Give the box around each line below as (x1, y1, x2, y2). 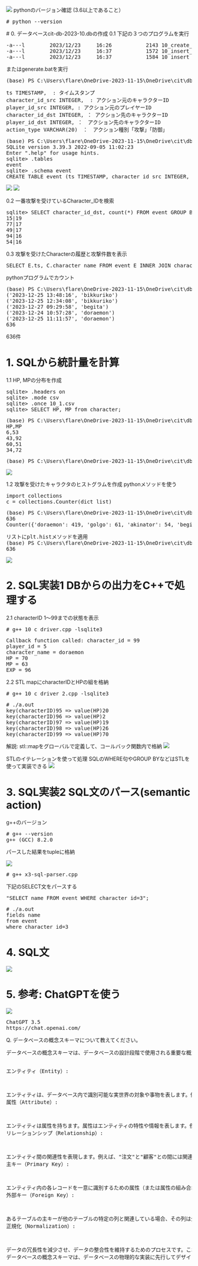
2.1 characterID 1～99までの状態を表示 (6, 614, 99, 621)
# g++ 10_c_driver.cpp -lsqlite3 (6, 626, 103, 632)
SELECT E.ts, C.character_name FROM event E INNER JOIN (6, 262, 171, 269)
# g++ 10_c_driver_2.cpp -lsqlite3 (6, 690, 109, 697)
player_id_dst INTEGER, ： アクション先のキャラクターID (6, 119, 161, 126)
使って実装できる (6, 762, 48, 769)
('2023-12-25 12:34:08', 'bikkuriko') (6, 298, 118, 304)
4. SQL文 (6, 946, 50, 959)
